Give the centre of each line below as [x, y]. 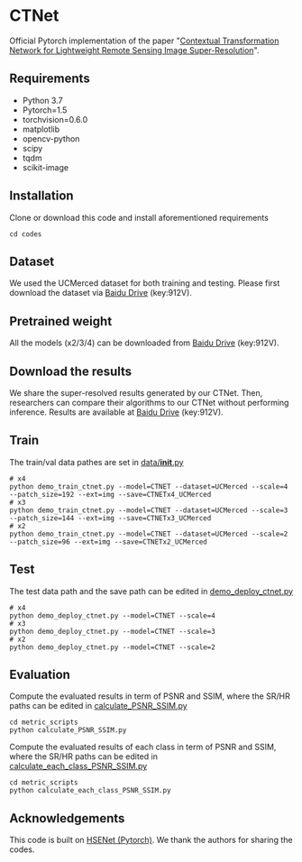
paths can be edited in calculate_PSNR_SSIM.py [98, 706]
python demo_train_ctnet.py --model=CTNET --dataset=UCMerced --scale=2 [149, 534]
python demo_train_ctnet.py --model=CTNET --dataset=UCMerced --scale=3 [149, 510]
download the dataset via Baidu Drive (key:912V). [101, 293]
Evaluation [40, 675]
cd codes [26, 234]
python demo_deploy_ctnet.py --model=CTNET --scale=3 [113, 631]
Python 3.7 [42, 100]
